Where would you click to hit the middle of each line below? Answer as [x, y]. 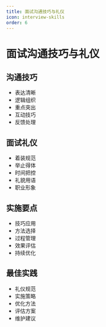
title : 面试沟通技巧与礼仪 [36, 12]
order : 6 [17, 22]
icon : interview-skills [36, 17]
